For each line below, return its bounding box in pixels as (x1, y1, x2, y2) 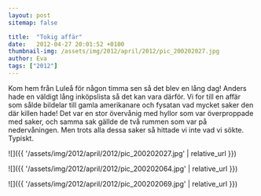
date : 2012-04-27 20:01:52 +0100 (8, 40, 125, 48)
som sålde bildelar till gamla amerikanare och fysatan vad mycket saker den (8, 100, 254, 110)
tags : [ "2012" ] (8, 62, 58, 71)
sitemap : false (8, 19, 58, 27)
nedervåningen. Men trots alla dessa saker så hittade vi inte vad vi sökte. (8, 125, 244, 134)
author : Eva (8, 55, 47, 63)
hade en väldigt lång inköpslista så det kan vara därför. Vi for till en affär (8, 92, 241, 101)
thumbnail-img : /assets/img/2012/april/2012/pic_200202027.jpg (8, 48, 220, 56)
